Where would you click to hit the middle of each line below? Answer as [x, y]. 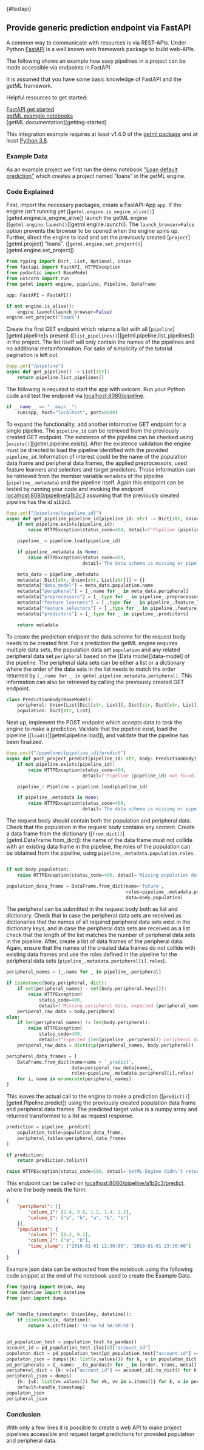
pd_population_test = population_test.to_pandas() [72, 1342]
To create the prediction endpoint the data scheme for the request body [96, 637]
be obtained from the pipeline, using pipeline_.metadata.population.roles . [101, 853]
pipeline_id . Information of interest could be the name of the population [97, 456]
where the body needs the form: [46, 1190]
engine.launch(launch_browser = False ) [65, 312]
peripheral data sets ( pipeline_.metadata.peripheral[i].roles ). [87, 961]
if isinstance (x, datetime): [54, 1320]
